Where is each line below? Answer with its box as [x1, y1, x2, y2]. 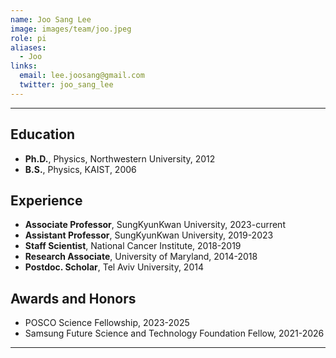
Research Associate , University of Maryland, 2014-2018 [24, 251, 258, 263]
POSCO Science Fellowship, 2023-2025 [24, 317, 190, 329]
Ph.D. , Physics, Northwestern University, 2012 [24, 152, 216, 165]
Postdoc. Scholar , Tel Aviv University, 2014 [24, 261, 204, 273]
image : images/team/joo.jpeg [10, 24, 132, 34]
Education [10, 126, 76, 143]
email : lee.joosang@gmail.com [19, 71, 145, 81]
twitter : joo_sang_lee [19, 80, 114, 90]
